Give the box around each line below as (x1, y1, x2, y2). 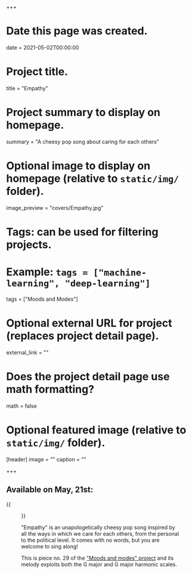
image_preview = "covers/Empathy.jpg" (6, 204, 104, 211)
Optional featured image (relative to (6, 423, 187, 436)
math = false (6, 402, 37, 410)
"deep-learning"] (64, 278, 151, 289)
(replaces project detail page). (6, 329, 159, 343)
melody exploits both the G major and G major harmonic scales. (21, 560, 178, 568)
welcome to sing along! (21, 542, 79, 550)
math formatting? (6, 383, 94, 396)
